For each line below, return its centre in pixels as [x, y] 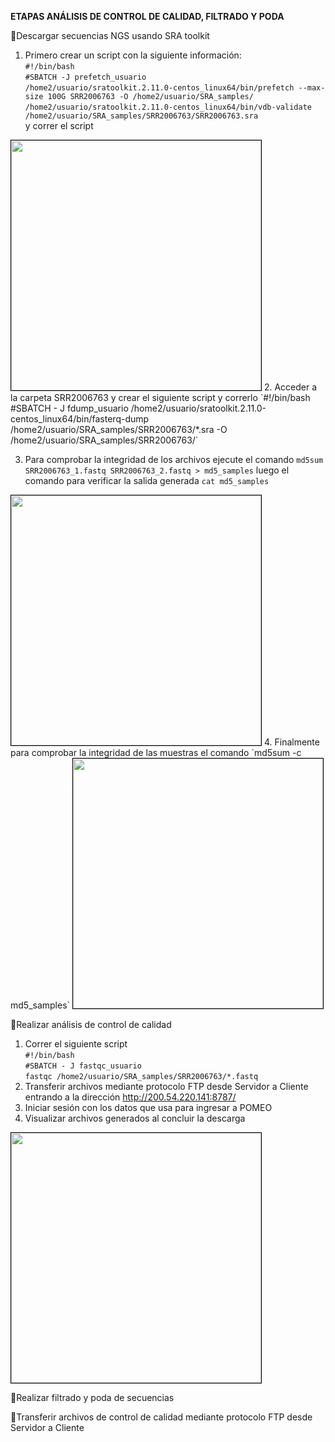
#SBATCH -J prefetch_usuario [85, 77]
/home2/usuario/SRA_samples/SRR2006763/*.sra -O [119, 429]
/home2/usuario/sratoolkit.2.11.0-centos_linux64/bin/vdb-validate [168, 107]
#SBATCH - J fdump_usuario [69, 408]
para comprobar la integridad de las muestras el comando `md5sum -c [156, 752]
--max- [312, 88]
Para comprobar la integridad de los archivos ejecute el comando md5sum [174, 459]
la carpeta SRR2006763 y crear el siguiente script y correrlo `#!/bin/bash [160, 397]
